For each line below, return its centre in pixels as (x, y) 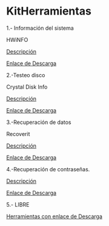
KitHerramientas (49, 11)
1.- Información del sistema (40, 28)
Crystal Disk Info (27, 87)
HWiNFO (17, 39)
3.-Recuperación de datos (39, 122)
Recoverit (18, 134)
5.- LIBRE (18, 204)
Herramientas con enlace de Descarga (54, 216)
